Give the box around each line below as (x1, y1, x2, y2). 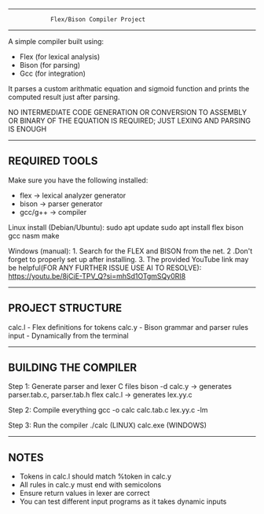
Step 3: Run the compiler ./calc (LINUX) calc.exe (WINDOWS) (8, 420, 207, 430)
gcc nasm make (8, 231, 60, 240)
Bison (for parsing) (19, 61, 81, 69)
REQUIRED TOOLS (8, 154, 98, 168)
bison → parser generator (19, 198, 104, 209)
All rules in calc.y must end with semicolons (19, 480, 162, 490)
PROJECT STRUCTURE (8, 301, 123, 315)
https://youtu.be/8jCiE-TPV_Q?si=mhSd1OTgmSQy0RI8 (8, 271, 186, 280)
